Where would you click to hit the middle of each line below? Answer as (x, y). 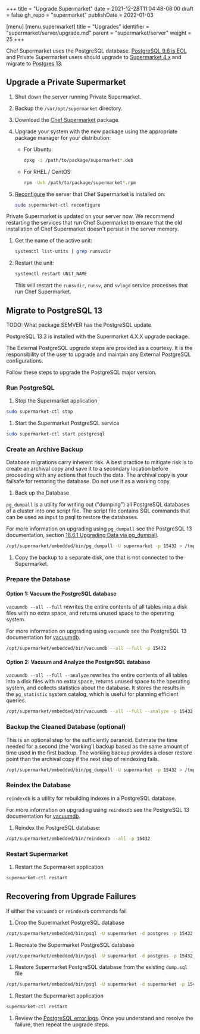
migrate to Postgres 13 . (34, 63)
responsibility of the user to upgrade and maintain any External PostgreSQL (99, 354)
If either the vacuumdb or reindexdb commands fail (66, 911)
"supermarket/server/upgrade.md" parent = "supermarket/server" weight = (99, 33)
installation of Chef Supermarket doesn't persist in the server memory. (93, 229)
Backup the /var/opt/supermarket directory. (69, 108)
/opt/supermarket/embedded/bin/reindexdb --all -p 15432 (78, 839)
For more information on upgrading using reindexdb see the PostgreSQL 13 (98, 809)
